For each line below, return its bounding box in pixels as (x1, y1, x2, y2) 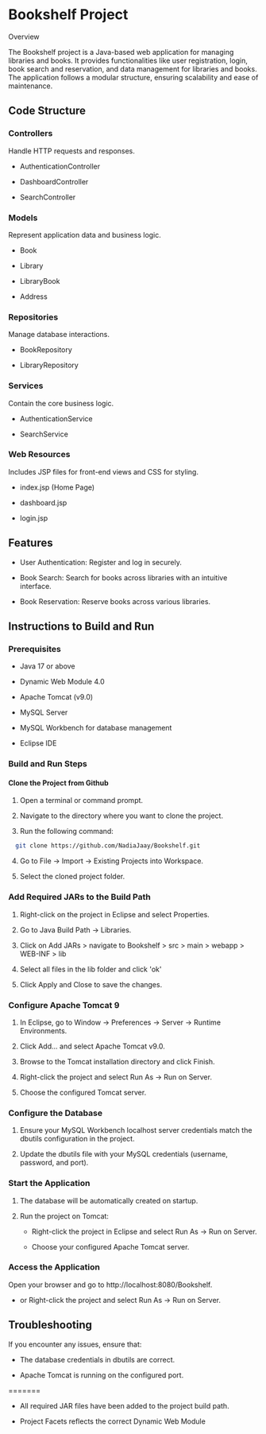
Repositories (8, 312, 59, 323)
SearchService (19, 429, 69, 439)
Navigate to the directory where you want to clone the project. (19, 811, 224, 820)
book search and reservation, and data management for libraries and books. (8, 64, 257, 73)
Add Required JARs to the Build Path (8, 892, 151, 903)
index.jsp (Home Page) (19, 483, 95, 492)
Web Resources (8, 449, 71, 460)
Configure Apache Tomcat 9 (8, 999, 120, 1010)
